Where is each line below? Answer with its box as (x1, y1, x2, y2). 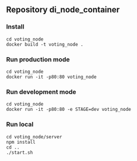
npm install (6, 139, 36, 145)
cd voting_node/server (6, 134, 62, 140)
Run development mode (6, 88, 77, 96)
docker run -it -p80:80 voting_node (6, 74, 97, 80)
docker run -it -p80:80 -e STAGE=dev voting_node (6, 107, 132, 113)
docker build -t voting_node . (6, 41, 84, 47)
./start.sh (6, 149, 33, 156)
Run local (6, 120, 34, 129)
